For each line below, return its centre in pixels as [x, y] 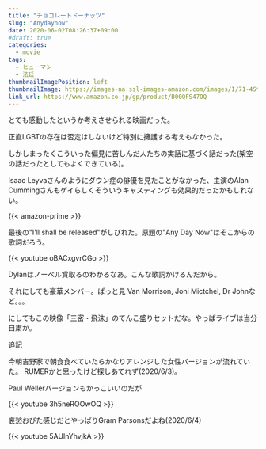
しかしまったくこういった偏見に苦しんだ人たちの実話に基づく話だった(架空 [131, 154]
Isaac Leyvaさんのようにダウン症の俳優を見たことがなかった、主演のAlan [129, 181]
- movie [28, 52]
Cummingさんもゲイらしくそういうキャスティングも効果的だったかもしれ [128, 190]
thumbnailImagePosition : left [58, 82]
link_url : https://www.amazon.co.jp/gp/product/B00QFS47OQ [108, 97]
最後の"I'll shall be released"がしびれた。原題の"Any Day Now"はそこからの [131, 232]
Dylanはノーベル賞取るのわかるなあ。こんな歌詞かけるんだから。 [115, 275]
